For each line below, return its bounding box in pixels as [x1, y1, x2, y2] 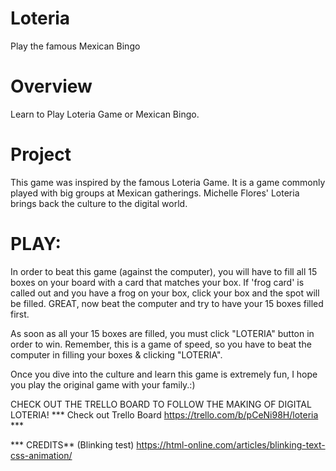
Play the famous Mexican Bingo [10, 40, 141, 52]
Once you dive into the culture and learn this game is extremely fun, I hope [10, 368, 318, 380]
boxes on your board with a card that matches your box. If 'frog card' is [10, 276, 305, 288]
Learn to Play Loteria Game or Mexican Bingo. [10, 108, 200, 120]
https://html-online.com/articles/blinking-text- [136, 438, 326, 451]
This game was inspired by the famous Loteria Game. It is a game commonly [10, 176, 326, 188]
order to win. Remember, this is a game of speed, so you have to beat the [10, 338, 312, 350]
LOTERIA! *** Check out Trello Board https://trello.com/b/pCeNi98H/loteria [10, 408, 319, 421]
